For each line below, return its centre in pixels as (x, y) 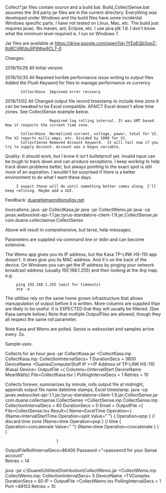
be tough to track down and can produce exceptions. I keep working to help (83, 161)
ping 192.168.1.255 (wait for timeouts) (58, 285)
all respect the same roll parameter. (41, 319)
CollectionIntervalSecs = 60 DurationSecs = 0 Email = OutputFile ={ (74, 405)
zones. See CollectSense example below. (47, 112)
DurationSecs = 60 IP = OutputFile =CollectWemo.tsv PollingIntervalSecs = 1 (83, 481)
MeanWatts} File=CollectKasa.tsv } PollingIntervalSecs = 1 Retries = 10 (77, 375)
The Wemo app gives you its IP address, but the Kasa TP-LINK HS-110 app (81, 254)
